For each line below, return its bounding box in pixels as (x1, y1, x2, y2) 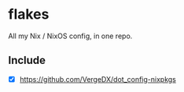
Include (8, 54, 46, 67)
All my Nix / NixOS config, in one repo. (8, 31, 133, 41)
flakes (8, 5, 50, 23)
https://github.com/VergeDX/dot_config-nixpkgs (19, 74, 177, 83)
